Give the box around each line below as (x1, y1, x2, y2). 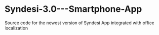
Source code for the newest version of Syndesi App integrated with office (4, 20, 155, 26)
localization (4, 25, 28, 31)
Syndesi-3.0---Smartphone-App (4, 3, 142, 15)
